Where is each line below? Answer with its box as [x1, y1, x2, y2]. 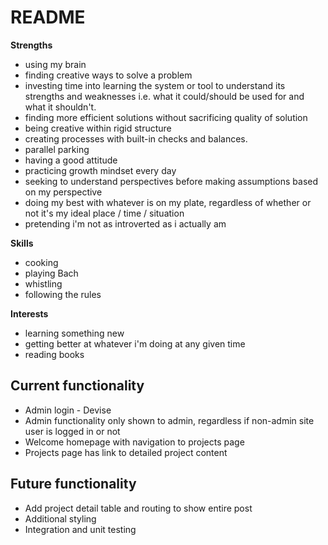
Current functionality [10, 377, 145, 395]
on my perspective [24, 186, 103, 198]
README [10, 6, 86, 29]
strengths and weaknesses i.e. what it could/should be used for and [24, 90, 305, 102]
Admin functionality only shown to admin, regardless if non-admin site [24, 414, 315, 426]
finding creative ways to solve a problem [24, 69, 193, 81]
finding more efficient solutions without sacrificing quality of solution [24, 111, 308, 123]
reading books [24, 348, 85, 360]
